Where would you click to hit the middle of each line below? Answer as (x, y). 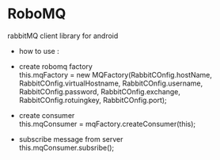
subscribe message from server (71, 139)
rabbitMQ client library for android (63, 36)
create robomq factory (55, 66)
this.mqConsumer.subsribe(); (66, 147)
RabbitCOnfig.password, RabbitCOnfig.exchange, (100, 91)
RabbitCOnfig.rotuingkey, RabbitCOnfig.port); (93, 100)
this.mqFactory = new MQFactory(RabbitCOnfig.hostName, (116, 74)
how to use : (39, 51)
